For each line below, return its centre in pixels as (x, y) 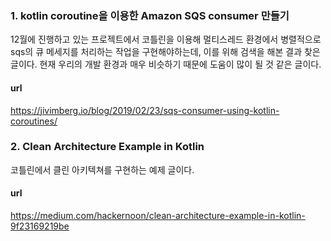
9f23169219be (40, 226)
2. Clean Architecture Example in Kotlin (107, 147)
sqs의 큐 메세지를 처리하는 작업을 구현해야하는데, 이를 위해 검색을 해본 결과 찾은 (165, 52)
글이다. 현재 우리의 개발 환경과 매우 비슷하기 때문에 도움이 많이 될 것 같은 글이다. (166, 64)
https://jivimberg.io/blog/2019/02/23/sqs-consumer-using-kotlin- (145, 110)
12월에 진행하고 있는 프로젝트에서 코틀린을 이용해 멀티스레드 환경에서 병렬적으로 (166, 39)
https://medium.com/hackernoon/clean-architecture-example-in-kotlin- (158, 215)
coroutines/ (34, 121)
